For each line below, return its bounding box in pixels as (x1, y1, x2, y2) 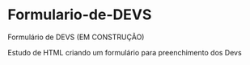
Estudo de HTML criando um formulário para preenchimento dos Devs (7, 47, 242, 57)
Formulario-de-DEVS (7, 6, 152, 24)
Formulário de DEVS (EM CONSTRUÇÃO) (7, 32, 145, 42)
